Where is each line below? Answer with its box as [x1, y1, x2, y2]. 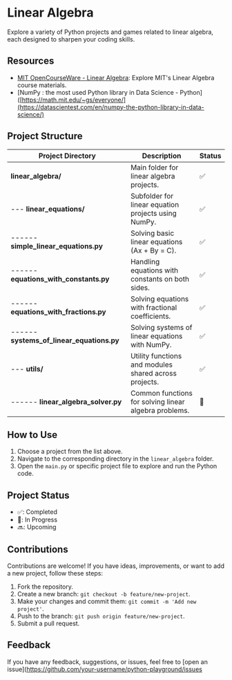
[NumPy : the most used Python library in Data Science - [17, 88, 179, 96]
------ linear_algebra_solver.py [10, 396, 122, 406]
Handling [130, 257, 160, 266]
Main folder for [130, 163, 179, 172]
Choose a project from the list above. [17, 448, 123, 456]
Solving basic [130, 228, 175, 238]
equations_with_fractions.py [10, 306, 106, 316]
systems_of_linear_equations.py [10, 336, 119, 345]
